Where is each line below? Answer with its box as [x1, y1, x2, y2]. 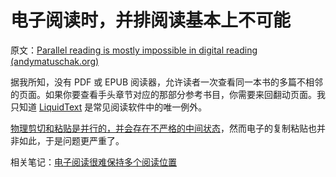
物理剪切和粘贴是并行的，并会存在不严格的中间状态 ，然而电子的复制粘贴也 [10, 122, 317, 134]
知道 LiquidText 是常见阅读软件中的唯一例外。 [18, 101, 208, 113]
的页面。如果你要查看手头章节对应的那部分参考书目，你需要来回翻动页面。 [10, 88, 317, 100]
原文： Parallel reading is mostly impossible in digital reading [10, 44, 258, 56]
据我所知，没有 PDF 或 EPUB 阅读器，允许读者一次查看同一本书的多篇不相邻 [10, 76, 323, 88]
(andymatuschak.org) [10, 55, 100, 67]
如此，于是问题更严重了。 [18, 134, 125, 146]
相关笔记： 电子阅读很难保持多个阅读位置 [10, 156, 177, 168]
